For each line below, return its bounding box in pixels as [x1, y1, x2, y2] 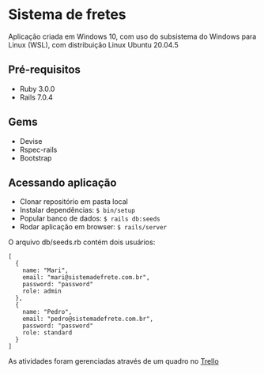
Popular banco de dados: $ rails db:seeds [19, 213, 160, 223]
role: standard [22, 329, 73, 337]
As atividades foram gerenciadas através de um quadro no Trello [8, 357, 219, 366]
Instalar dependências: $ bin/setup [19, 206, 136, 215]
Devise [19, 136, 43, 145]
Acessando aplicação [8, 176, 117, 189]
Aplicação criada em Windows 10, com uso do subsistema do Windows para [8, 32, 257, 41]
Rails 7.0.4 [19, 93, 54, 102]
